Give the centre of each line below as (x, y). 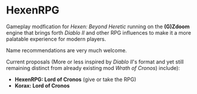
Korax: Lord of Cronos (42, 85)
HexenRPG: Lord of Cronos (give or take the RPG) (75, 79)
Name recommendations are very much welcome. (67, 50)
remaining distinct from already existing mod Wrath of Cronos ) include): (93, 68)
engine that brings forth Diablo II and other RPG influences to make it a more (98, 32)
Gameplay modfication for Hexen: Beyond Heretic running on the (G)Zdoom (98, 26)
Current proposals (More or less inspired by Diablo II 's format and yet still (95, 62)
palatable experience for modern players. (56, 39)
